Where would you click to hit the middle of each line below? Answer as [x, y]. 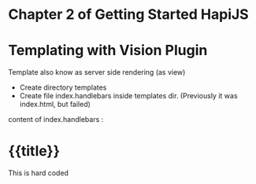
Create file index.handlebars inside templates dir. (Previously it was [128, 96]
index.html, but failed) [55, 105]
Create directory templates [63, 87]
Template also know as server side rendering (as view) [97, 72]
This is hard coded [39, 173]
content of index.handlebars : [56, 120]
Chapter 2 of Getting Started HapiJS [129, 15]
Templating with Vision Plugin [108, 51]
